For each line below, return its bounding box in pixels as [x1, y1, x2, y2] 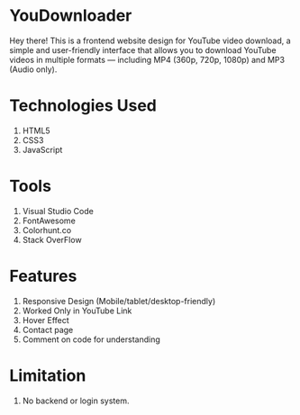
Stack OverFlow [22, 234, 83, 245]
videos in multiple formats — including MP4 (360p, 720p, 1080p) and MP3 [9, 54, 286, 65]
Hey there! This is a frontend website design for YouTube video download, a [9, 35, 291, 46]
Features [9, 266, 77, 286]
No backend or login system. [22, 395, 130, 406]
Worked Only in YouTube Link [22, 305, 132, 316]
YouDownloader [9, 5, 132, 26]
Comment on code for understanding [22, 334, 160, 345]
